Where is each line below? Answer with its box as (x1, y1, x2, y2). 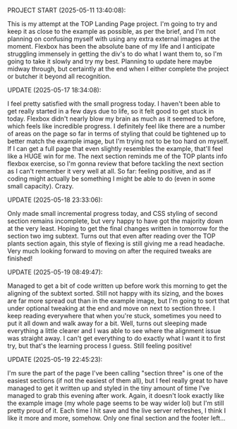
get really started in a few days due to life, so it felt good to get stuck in (7, 107, 214, 115)
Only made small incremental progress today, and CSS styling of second (7, 210, 218, 217)
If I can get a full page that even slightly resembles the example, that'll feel (7, 145, 224, 152)
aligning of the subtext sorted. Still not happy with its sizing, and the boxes (7, 289, 224, 297)
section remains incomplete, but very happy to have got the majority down (7, 217, 224, 225)
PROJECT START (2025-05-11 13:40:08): (7, 6, 126, 14)
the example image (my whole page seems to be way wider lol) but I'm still (7, 399, 224, 407)
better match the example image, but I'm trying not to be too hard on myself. (7, 137, 229, 145)
